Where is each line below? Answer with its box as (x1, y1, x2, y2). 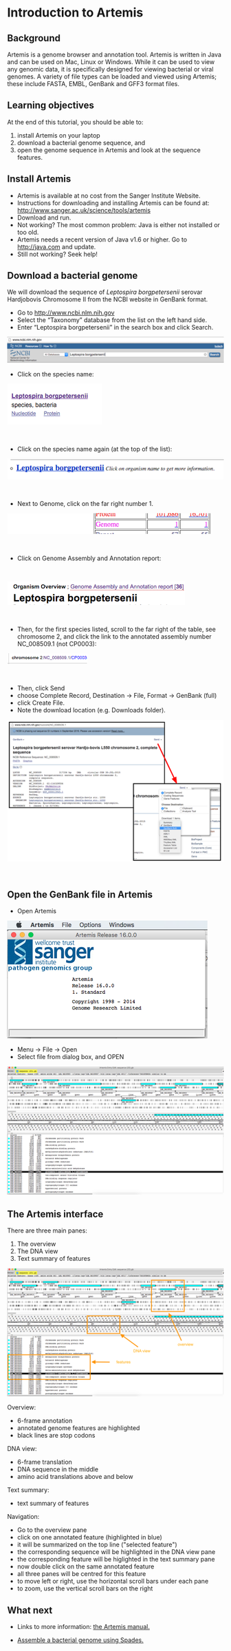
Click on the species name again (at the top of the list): (16, 445, 173, 454)
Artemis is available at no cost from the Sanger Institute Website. (16, 191, 201, 200)
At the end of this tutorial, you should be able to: (7, 118, 144, 126)
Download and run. (16, 213, 71, 222)
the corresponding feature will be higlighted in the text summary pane (16, 1555, 215, 1564)
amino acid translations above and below (16, 1473, 133, 1481)
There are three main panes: (7, 1226, 87, 1235)
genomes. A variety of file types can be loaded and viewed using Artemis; (7, 72, 217, 81)
